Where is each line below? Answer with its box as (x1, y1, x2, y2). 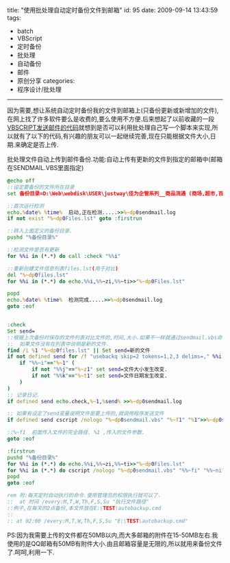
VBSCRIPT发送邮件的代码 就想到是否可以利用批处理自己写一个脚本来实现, (7, 123, 212, 132)
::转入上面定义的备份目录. (7, 228, 73, 235)
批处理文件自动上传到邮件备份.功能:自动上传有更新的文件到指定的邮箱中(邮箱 (7, 155, 223, 163)
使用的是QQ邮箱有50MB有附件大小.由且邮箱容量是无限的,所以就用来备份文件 (7, 539, 222, 547)
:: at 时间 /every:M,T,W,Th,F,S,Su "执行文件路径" (7, 499, 149, 505)
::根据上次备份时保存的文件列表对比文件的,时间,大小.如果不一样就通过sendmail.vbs (7, 334, 218, 341)
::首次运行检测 (7, 202, 44, 209)
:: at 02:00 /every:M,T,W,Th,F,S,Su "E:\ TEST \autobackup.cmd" (7, 517, 188, 525)
